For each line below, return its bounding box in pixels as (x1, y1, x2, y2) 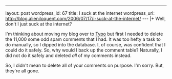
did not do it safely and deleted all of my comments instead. (5, 52, 132, 59)
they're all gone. (5, 68, 39, 74)
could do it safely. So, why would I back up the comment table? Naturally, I (5, 47, 163, 53)
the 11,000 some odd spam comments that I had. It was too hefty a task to (5, 36, 161, 42)
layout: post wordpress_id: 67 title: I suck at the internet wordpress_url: (5, 10, 155, 16)
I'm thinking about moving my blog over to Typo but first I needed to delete (5, 31, 163, 37)
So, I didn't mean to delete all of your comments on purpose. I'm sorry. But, (5, 62, 164, 68)
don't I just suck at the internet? (5, 21, 72, 27)
